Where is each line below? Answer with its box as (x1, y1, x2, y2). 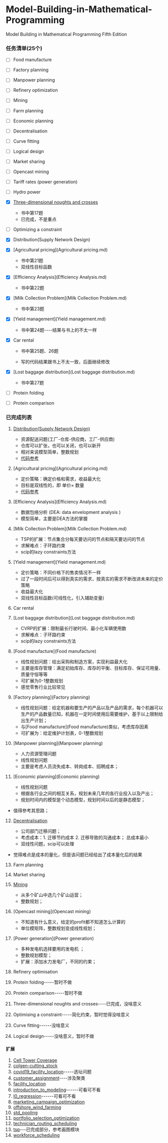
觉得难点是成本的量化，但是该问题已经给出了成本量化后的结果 (13, 852, 143, 858)
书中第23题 (20, 306, 45, 312)
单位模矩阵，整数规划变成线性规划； (20, 925, 97, 931)
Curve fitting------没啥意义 (13, 1022, 70, 1029)
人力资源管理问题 (20, 750, 57, 757)
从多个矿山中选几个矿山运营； (20, 892, 83, 898)
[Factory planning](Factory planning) (13, 694, 90, 700)
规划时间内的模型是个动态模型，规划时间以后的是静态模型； (20, 797, 146, 803)
